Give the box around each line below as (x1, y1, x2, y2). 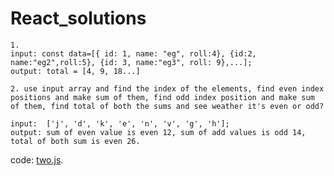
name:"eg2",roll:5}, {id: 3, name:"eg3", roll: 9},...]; (10, 57, 253, 67)
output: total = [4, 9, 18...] (10, 66, 141, 76)
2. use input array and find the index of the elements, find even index (10, 83, 325, 94)
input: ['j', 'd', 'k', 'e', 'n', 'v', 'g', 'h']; (10, 118, 230, 129)
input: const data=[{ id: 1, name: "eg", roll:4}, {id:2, (10, 48, 257, 59)
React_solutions (10, 7, 147, 30)
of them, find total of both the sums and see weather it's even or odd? (10, 101, 325, 111)
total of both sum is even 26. (10, 136, 141, 146)
